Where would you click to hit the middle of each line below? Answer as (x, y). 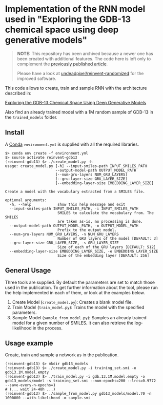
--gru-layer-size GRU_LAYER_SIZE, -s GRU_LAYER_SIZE (64, 243)
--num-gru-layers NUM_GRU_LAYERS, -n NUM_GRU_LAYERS (64, 234)
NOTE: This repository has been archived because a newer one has (85, 53)
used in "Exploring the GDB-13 (68, 19)
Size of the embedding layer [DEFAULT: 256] (103, 255)
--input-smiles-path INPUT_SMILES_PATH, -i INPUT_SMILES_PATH (74, 209)
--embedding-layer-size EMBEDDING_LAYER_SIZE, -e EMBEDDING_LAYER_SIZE (84, 251)
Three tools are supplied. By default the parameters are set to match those (80, 282)
